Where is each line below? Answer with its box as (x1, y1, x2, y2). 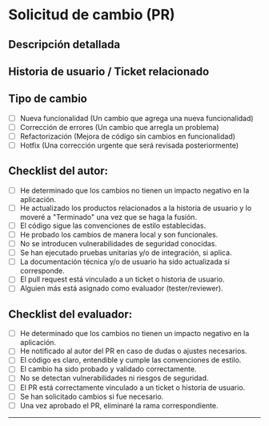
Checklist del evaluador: (8, 307, 133, 321)
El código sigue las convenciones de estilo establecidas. (19, 221, 207, 230)
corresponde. (19, 266, 66, 276)
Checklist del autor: (8, 164, 109, 178)
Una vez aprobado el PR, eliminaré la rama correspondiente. (19, 400, 219, 410)
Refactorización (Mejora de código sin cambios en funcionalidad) (19, 131, 236, 141)
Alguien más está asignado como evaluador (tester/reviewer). (19, 283, 223, 294)
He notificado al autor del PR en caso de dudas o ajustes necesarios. (19, 347, 247, 356)
